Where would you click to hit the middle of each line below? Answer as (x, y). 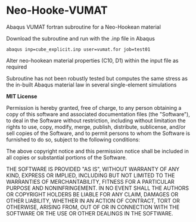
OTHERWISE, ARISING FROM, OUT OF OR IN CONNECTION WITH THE (93, 207)
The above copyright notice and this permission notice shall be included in (97, 151)
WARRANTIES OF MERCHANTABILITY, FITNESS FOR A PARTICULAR (90, 181)
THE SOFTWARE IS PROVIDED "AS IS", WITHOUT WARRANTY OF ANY (93, 169)
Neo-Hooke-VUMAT (57, 10)
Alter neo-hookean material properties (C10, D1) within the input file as (92, 60)
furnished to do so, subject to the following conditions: (73, 139)
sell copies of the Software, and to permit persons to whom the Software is (98, 133)
